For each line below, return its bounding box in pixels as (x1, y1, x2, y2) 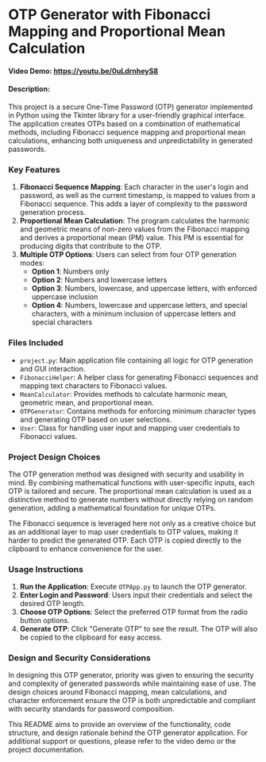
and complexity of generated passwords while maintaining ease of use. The (8, 678, 256, 689)
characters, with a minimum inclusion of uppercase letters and (31, 309, 236, 319)
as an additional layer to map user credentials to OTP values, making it (8, 527, 238, 536)
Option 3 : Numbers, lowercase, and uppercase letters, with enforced (31, 284, 257, 294)
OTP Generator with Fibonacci (8, 6, 211, 24)
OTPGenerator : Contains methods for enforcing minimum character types (19, 406, 256, 415)
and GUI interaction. (19, 364, 86, 373)
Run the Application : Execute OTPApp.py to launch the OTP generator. (19, 582, 248, 592)
